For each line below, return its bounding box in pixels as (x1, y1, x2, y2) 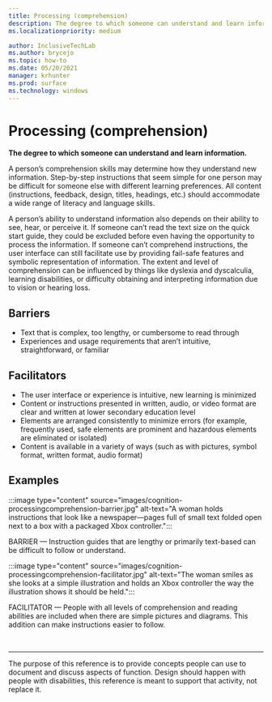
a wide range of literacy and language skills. (8, 198, 155, 208)
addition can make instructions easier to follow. (8, 619, 166, 629)
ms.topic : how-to (8, 57, 67, 65)
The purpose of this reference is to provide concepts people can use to (8, 658, 247, 668)
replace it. (8, 684, 42, 694)
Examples (8, 474, 59, 487)
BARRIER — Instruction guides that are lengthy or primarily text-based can (8, 536, 257, 547)
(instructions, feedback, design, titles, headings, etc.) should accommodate (8, 189, 261, 199)
